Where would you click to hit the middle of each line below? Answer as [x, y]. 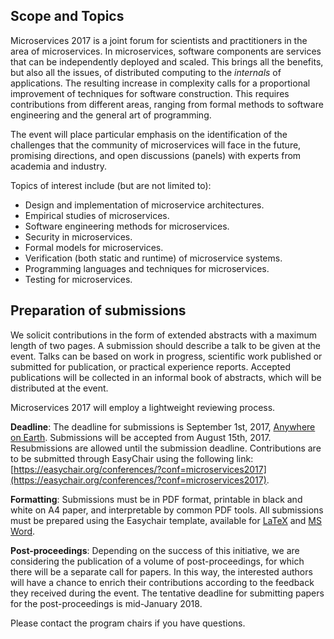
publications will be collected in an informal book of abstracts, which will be [166, 377]
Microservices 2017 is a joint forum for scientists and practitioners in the [159, 40]
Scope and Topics [67, 16]
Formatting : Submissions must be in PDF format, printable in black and [156, 499]
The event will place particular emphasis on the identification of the [149, 134]
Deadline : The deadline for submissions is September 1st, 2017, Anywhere [163, 426]
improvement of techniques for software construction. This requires [150, 93]
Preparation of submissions [98, 310]
